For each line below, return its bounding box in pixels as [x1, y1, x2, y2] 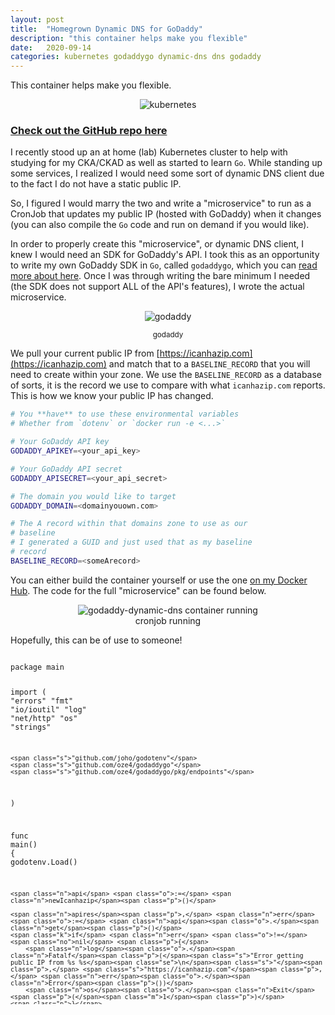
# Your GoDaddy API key [10, 437, 110, 447]
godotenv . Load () [10, 857, 78, 868]
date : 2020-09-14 [10, 42, 92, 53]
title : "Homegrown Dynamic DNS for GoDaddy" [10, 24, 203, 34]
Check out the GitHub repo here [10, 124, 168, 138]
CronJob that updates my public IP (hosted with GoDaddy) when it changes [10, 208, 322, 220]
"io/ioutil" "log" [10, 704, 87, 715]
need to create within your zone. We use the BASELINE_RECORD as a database [10, 369, 323, 381]
